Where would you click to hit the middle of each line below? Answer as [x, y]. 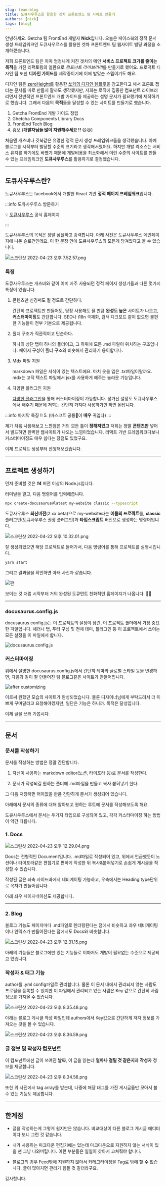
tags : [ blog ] [19, 24]
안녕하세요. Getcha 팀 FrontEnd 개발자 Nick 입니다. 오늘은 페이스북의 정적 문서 [81, 38]
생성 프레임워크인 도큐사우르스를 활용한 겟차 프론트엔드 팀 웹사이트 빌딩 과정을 [80, 45]
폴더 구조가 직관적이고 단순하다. [42, 334]
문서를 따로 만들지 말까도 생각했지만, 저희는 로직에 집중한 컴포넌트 [77, 90]
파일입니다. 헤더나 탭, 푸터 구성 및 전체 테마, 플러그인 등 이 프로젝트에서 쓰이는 [85, 629]
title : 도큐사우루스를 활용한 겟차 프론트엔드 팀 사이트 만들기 [60, 14]
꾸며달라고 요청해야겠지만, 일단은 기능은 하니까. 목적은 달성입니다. [77, 703]
